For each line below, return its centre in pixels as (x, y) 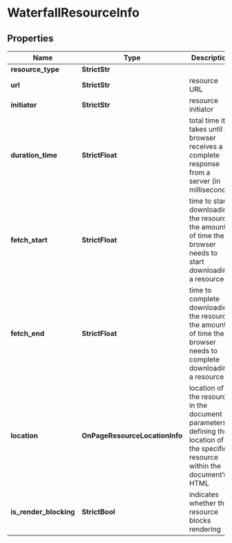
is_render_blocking (43, 512)
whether (202, 503)
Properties (30, 38)
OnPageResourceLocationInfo (132, 436)
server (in (205, 181)
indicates (204, 495)
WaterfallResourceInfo (74, 13)
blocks (200, 520)
